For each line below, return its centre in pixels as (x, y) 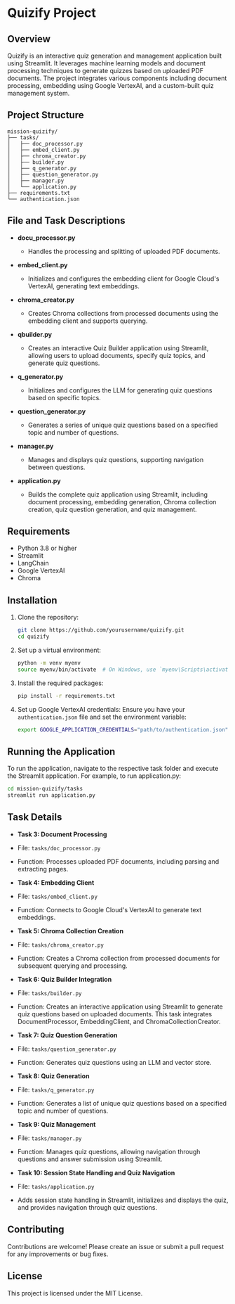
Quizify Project (52, 13)
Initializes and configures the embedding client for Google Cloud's (123, 279)
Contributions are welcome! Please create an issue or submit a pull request (116, 1246)
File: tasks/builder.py (49, 992)
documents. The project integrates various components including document (117, 78)
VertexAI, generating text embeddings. (84, 286)
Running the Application (61, 752)
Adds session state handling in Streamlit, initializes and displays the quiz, (123, 1200)
